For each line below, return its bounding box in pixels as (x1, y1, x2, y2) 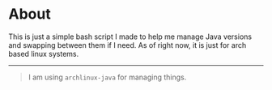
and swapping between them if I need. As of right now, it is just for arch (8, 40, 247, 49)
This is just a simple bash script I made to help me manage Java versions (8, 32, 253, 41)
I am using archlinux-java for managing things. (28, 72, 187, 82)
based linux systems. (8, 49, 79, 58)
